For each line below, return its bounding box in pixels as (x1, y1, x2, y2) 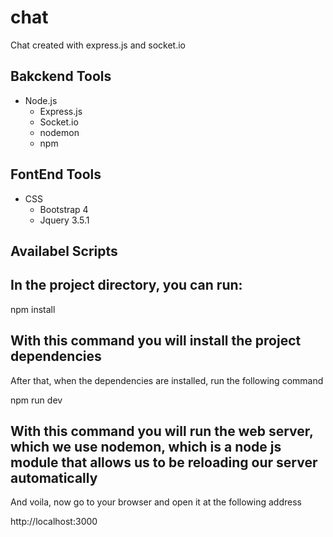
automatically (10, 469, 98, 486)
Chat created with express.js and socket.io (10, 39, 186, 51)
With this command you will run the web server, (10, 422, 314, 440)
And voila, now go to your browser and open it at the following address (10, 496, 302, 508)
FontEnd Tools (10, 166, 102, 183)
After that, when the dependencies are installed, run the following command (10, 374, 324, 386)
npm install (10, 303, 56, 315)
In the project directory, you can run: (10, 277, 243, 294)
